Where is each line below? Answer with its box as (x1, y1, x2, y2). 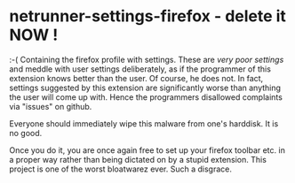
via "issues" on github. (9, 101, 92, 111)
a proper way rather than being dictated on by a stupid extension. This (9, 154, 267, 164)
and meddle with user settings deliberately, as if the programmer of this (9, 64, 271, 74)
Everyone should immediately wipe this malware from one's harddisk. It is (9, 118, 279, 129)
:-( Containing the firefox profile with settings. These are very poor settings (9, 54, 284, 65)
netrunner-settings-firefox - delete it (9, 6, 287, 27)
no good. (9, 127, 43, 138)
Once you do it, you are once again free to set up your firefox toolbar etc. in (9, 144, 286, 156)
